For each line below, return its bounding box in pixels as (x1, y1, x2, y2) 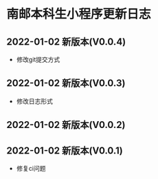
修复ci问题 (16, 165, 46, 173)
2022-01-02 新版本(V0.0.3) (6, 77, 126, 89)
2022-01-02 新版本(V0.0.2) (6, 119, 126, 131)
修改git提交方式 (16, 56, 60, 63)
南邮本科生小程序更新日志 (6, 6, 152, 22)
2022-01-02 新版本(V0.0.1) (6, 145, 123, 156)
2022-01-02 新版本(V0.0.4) (6, 36, 126, 48)
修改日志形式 (16, 97, 53, 105)
